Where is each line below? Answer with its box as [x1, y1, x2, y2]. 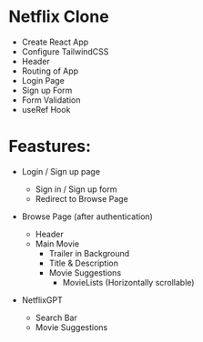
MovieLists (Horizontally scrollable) [62, 277, 195, 287]
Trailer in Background [48, 247, 130, 258]
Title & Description [48, 257, 119, 268]
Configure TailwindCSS [21, 45, 109, 56]
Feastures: [8, 136, 92, 156]
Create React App [21, 36, 89, 47]
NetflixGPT [21, 294, 63, 306]
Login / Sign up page [21, 166, 101, 176]
